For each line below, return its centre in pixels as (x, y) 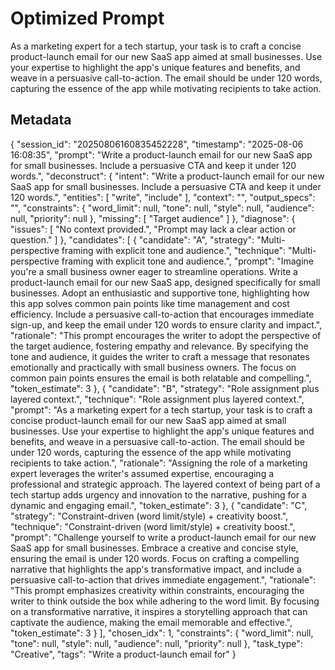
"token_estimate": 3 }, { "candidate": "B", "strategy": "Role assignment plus (165, 388)
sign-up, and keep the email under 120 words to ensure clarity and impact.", (166, 324)
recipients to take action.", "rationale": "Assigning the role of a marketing (159, 463)
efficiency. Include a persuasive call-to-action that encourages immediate (162, 314)
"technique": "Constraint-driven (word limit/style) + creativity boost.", (153, 526)
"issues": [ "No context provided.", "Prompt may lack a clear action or (153, 229)
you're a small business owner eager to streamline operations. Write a (154, 271)
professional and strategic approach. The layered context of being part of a (165, 484)
